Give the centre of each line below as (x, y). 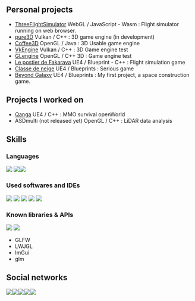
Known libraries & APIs (40, 215)
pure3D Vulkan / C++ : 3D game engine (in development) (85, 37)
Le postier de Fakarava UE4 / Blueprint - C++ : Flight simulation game (100, 62)
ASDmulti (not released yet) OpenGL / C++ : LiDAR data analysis (93, 120)
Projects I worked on (45, 100)
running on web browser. (45, 30)
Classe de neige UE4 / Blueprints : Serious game (74, 69)
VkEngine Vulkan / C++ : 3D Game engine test (71, 49)
